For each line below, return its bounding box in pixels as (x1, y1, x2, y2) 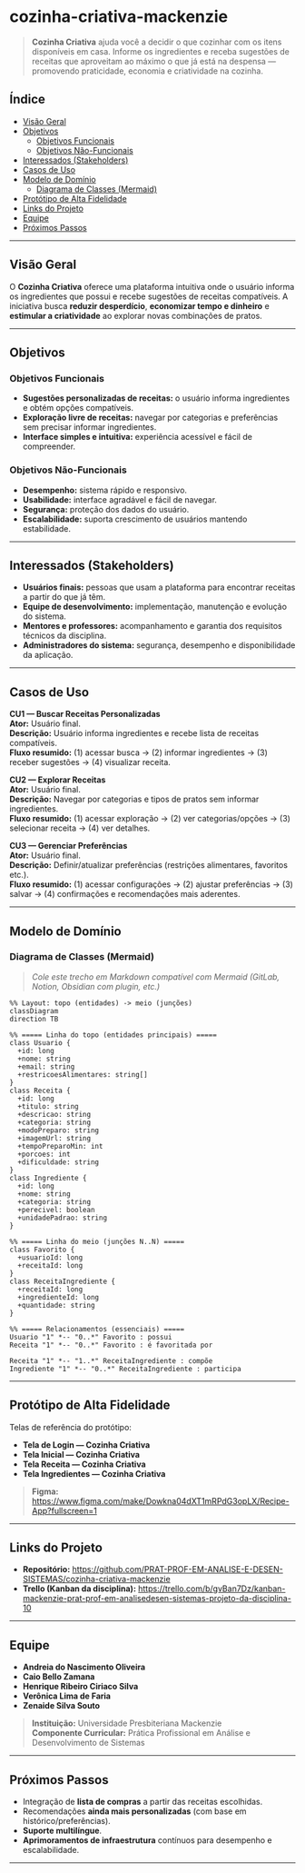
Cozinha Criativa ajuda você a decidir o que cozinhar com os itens (31, 36, 282, 47)
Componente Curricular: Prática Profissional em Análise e (31, 1728, 251, 1739)
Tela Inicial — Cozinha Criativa (22, 1449, 141, 1460)
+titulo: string (17, 1101, 79, 1111)
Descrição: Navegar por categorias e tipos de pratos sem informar (9, 793, 260, 805)
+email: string (17, 1061, 75, 1071)
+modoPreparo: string (17, 1125, 100, 1135)
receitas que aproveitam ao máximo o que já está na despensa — (31, 55, 277, 66)
